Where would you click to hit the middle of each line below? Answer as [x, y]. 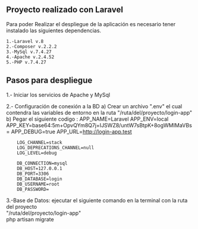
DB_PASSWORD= [33, 189]
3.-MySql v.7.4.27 [29, 52]
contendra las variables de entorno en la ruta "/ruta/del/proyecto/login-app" [99, 112]
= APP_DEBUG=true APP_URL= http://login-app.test [69, 131]
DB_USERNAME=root [38, 184]
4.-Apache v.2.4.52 [30, 57]
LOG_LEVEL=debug [37, 153]
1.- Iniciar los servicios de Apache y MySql [58, 95]
